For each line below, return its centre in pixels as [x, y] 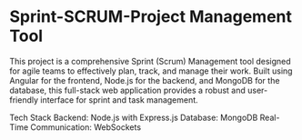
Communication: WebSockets [86, 127]
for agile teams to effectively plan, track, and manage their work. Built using [151, 71]
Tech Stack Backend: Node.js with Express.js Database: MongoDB [134, 117]
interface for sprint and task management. [119, 100]
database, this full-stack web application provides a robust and [127, 90]
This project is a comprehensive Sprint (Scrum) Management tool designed [150, 61]
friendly [24, 100]
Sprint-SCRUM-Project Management [151, 17]
